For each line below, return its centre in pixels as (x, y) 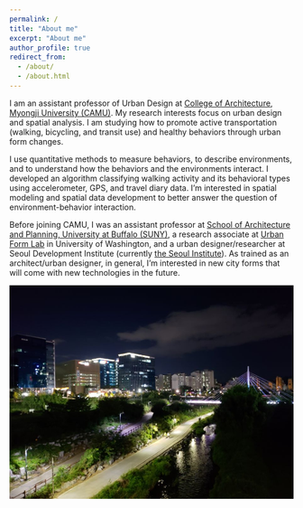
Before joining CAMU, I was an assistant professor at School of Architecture (150, 224)
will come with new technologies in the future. (95, 272)
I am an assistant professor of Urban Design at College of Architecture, (141, 103)
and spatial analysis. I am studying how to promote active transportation (143, 122)
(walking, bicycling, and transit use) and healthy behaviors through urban (145, 132)
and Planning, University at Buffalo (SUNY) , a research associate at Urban (147, 234)
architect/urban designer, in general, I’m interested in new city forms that (145, 263)
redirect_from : (38, 57)
